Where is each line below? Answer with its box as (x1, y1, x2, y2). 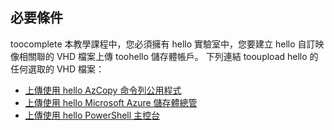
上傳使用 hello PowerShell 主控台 (24, 109, 161, 121)
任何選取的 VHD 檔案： (10, 63, 105, 75)
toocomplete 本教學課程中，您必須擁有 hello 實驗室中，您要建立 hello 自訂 (10, 38, 316, 50)
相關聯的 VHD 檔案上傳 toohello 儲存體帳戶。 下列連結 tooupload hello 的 (18, 50, 319, 62)
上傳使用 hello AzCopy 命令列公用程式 (24, 84, 182, 96)
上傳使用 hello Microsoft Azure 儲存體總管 (24, 96, 198, 108)
